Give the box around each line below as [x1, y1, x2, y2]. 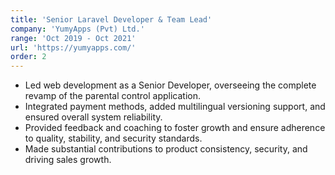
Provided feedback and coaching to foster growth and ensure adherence [24, 122, 326, 134]
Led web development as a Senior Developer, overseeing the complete [24, 79, 317, 91]
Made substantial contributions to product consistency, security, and [24, 143, 308, 155]
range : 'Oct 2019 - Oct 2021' [10, 33, 137, 43]
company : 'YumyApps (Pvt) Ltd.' [10, 24, 145, 34]
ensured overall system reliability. [24, 111, 163, 123]
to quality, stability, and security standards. [24, 132, 203, 145]
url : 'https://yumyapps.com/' [10, 42, 137, 53]
